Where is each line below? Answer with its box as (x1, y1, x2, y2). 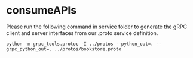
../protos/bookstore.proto (54, 46, 121, 52)
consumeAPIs (6, 4, 77, 17)
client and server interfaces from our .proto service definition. (6, 29, 158, 36)
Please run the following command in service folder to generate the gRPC (6, 23, 187, 30)
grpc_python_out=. (6, 46, 52, 52)
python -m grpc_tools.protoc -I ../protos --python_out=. (6, 41, 154, 47)
